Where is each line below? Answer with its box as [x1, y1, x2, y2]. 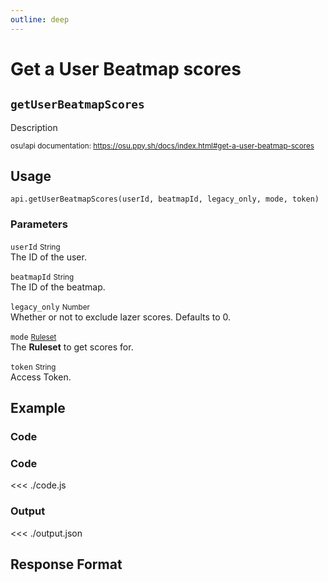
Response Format [10, 556, 123, 573]
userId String [10, 242, 61, 252]
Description [10, 121, 58, 133]
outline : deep [10, 14, 70, 25]
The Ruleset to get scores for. [10, 341, 134, 353]
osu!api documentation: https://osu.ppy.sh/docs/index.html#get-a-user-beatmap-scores [10, 141, 315, 151]
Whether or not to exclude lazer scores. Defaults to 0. [10, 311, 232, 323]
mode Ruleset [10, 332, 57, 342]
